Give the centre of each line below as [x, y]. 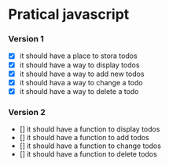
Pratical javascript [69, 14]
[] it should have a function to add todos [84, 138]
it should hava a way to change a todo [81, 82]
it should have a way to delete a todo [79, 91]
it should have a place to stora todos [78, 56]
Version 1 [26, 39]
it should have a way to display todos [79, 65]
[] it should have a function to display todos [90, 129]
